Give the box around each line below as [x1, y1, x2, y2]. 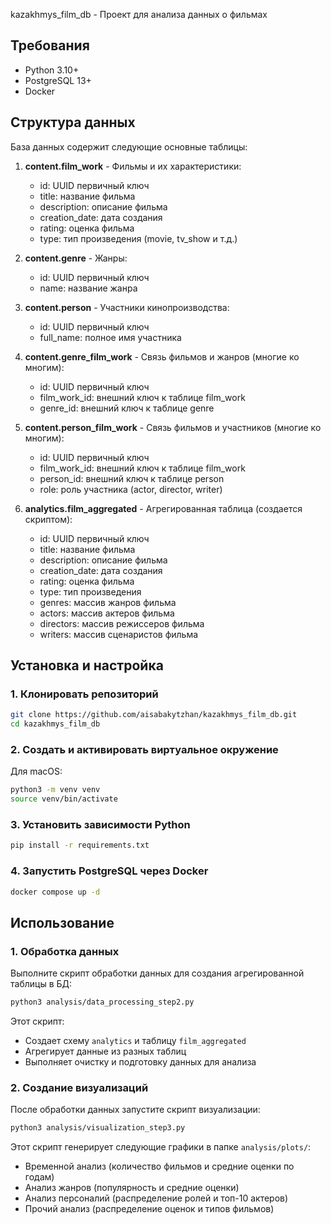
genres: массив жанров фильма [39, 596, 177, 608]
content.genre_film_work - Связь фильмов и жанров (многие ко [24, 350, 300, 363]
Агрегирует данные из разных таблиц [24, 1045, 187, 1058]
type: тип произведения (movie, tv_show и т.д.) [39, 232, 238, 244]
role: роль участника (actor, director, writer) [39, 483, 223, 495]
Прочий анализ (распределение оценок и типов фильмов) [24, 1203, 275, 1215]
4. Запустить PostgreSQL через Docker [10, 864, 209, 878]
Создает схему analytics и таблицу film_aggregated [24, 1035, 247, 1047]
